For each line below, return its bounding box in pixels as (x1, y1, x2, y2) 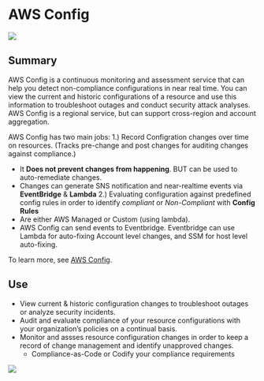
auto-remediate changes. (19, 172, 102, 182)
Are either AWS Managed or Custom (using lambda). (19, 215, 191, 224)
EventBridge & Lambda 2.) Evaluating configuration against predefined (19, 189, 251, 199)
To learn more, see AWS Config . (8, 255, 113, 264)
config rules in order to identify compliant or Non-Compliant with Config (19, 197, 256, 207)
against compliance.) (8, 148, 76, 159)
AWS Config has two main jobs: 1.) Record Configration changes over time (8, 132, 250, 141)
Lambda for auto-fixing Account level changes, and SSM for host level (19, 231, 248, 241)
